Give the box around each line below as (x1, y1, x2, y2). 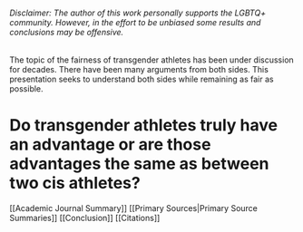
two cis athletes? (9, 173, 141, 194)
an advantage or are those (9, 134, 211, 155)
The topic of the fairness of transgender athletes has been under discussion (9, 54, 295, 65)
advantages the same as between (9, 154, 269, 174)
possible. (9, 83, 44, 94)
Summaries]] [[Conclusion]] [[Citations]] (9, 213, 161, 224)
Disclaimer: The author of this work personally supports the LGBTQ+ (9, 7, 266, 18)
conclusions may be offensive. (9, 26, 124, 37)
